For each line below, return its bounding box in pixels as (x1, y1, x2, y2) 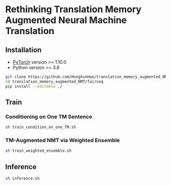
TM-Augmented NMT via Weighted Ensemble (5, 137, 120, 144)
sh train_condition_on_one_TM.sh (5, 125, 76, 130)
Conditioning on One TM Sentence (5, 113, 93, 120)
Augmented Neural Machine (5, 14, 127, 26)
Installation (5, 45, 42, 54)
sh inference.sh (5, 176, 40, 181)
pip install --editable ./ (5, 84, 63, 89)
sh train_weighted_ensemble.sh (5, 148, 72, 153)
